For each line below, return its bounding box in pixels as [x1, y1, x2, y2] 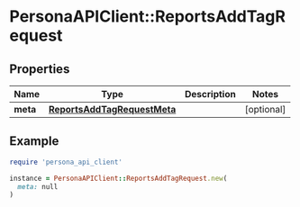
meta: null [17, 182, 59, 191]
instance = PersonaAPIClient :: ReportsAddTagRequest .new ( [9, 174, 228, 183]
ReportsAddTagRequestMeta [48, 103, 177, 115]
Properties [9, 61, 70, 76]
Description [184, 88, 236, 100]
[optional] [244, 103, 286, 115]
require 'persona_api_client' [9, 157, 123, 166]
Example [9, 133, 59, 149]
